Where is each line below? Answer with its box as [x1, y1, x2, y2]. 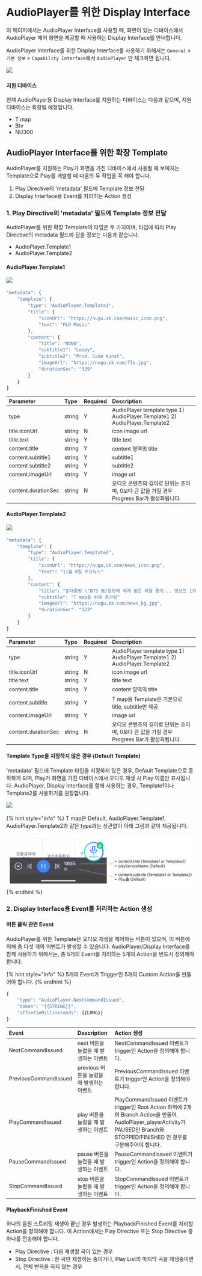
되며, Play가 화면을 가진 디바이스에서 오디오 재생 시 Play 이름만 [22, 774, 170, 781]
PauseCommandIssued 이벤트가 [114, 1150, 193, 1158]
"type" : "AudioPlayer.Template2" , [28, 550, 114, 556]
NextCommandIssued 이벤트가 [114, 1039, 189, 1047]
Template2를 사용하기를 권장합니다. [6, 789, 90, 797]
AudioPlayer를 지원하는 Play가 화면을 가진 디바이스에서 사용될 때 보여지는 [6, 164, 180, 171]
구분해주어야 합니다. [114, 1141, 161, 1148]
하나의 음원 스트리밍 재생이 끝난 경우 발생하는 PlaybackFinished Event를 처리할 [6, 1220, 194, 1227]
